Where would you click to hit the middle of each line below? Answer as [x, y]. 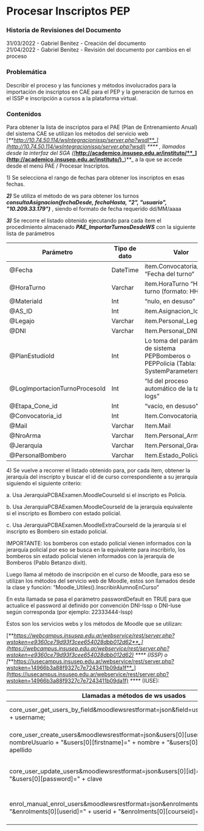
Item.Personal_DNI [171, 331]
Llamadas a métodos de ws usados [134, 696]
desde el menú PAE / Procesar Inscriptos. [58, 166]
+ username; [27, 717]
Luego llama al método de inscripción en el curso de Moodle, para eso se [98, 575]
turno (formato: [166, 292]
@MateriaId [26, 301]
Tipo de [125, 248]
